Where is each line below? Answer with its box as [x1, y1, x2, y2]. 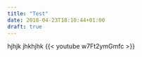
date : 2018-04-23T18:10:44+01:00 [7, 17, 105, 24]
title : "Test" [7, 10, 49, 17]
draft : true [7, 23, 42, 30]
